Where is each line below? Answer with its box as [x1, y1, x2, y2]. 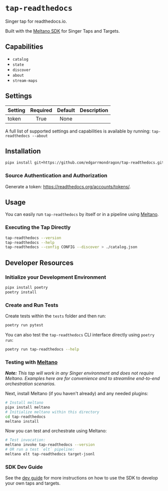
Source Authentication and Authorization [5, 172, 107, 179]
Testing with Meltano [5, 358, 58, 365]
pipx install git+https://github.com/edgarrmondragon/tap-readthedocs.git [5, 160, 164, 165]
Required [29, 106, 52, 113]
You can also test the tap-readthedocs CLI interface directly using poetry [5, 331, 155, 337]
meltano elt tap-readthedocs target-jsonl [5, 452, 95, 457]
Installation [5, 147, 41, 155]
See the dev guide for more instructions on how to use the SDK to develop [5, 475, 158, 481]
